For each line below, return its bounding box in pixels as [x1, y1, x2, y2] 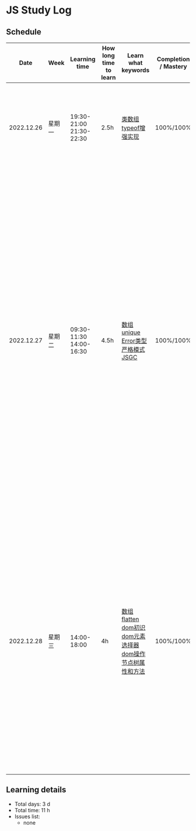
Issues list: [14, 813, 40, 820]
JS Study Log [6, 4, 72, 17]
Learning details [6, 785, 66, 795]
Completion [156, 55, 190, 63]
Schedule [6, 27, 42, 37]
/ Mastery [159, 63, 188, 70]
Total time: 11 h [14, 806, 50, 813]
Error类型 [121, 337, 147, 345]
